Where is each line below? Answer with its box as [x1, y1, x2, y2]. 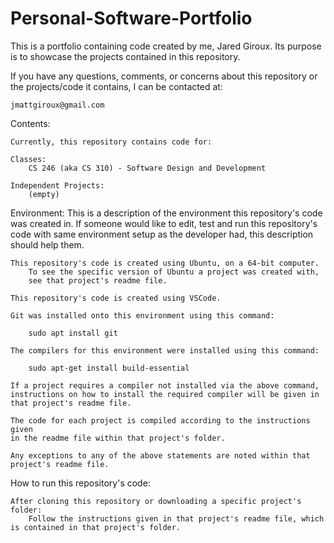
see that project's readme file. [28, 275, 168, 286]
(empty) [28, 189, 60, 199]
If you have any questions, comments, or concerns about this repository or [10, 70, 318, 82]
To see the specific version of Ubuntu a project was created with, [28, 267, 320, 277]
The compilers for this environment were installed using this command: [10, 345, 320, 356]
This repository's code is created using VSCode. [10, 293, 222, 303]
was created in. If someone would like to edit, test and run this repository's [10, 217, 318, 229]
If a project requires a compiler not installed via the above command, [10, 380, 320, 391]
